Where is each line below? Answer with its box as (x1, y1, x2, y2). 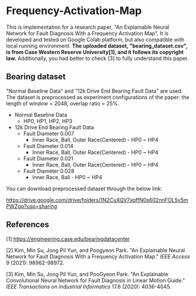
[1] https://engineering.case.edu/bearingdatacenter (6, 235, 130, 242)
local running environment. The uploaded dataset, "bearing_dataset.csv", (6, 42, 188, 49)
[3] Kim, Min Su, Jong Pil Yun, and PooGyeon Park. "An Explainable (6, 270, 168, 277)
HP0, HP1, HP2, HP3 (23, 117, 73, 125)
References (6, 220, 49, 230)
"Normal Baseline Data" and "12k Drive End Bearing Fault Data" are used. (6, 87, 183, 95)
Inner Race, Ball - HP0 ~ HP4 (32, 173, 103, 180)
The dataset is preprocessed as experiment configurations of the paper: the (6, 93, 190, 100)
